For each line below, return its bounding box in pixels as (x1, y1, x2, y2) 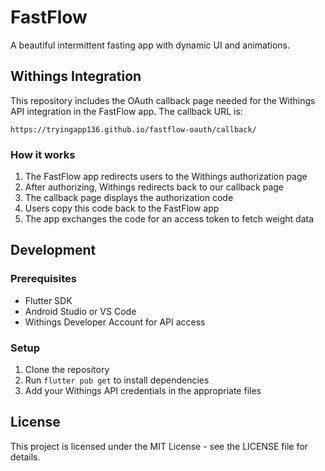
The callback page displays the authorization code (24, 192, 234, 204)
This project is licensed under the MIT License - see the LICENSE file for (10, 440, 308, 452)
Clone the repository (24, 364, 110, 376)
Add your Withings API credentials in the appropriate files (24, 385, 262, 397)
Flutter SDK (24, 294, 73, 306)
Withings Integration (10, 68, 142, 85)
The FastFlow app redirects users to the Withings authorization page (24, 171, 308, 183)
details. (10, 451, 41, 463)
